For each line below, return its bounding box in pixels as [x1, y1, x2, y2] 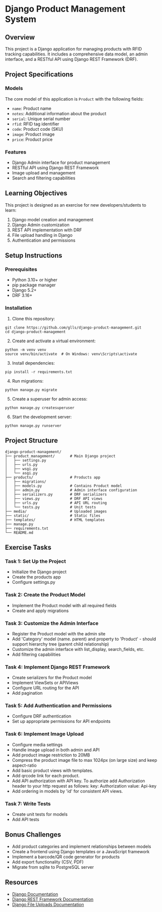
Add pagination [12, 690, 43, 696]
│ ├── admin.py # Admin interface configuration [5, 488, 137, 492]
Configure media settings [12, 741, 63, 747]
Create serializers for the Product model [12, 675, 92, 681]
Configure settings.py [12, 579, 56, 585]
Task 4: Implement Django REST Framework [5, 664, 110, 670]
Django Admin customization [12, 222, 70, 228]
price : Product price [12, 136, 53, 142]
